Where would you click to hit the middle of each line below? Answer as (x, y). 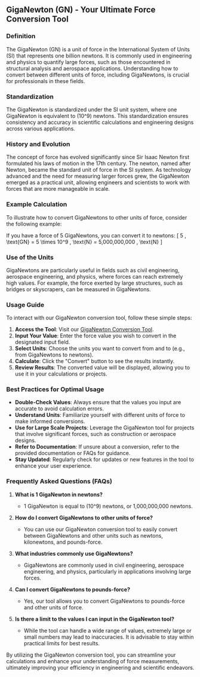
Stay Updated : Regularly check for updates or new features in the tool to (104, 459)
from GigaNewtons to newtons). (54, 355)
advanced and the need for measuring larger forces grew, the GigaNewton (98, 176)
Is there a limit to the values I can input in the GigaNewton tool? (94, 619)
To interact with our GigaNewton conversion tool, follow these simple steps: (99, 318)
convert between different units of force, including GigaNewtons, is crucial (98, 75)
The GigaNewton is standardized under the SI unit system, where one (92, 109)
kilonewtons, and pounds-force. (63, 542)
